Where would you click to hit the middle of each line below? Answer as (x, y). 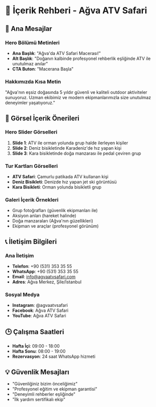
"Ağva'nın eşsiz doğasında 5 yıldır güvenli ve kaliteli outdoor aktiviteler (76, 92)
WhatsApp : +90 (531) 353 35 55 (45, 271)
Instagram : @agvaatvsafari (40, 305)
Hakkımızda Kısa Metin (33, 81)
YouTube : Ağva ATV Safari (39, 316)
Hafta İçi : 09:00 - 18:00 (36, 346)
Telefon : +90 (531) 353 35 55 (42, 266)
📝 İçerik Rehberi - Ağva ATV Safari (76, 11)
